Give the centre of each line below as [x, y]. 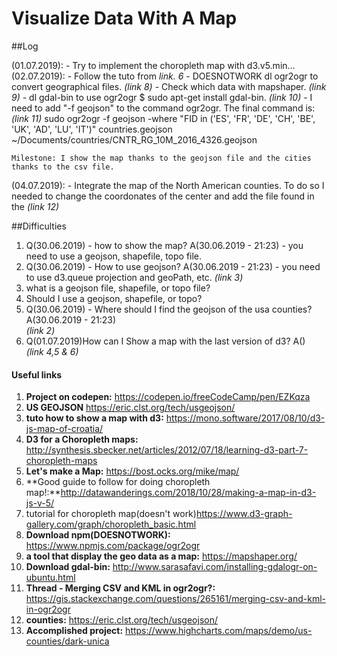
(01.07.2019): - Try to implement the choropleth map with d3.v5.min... [153, 65]
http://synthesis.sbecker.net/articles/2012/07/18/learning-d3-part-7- [167, 450]
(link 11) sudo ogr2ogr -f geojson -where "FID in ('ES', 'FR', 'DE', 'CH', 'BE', [163, 118]
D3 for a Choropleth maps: [82, 439]
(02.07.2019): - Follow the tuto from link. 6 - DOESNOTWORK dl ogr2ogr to [165, 76]
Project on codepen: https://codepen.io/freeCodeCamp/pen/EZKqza [168, 397]
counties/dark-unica [67, 641]
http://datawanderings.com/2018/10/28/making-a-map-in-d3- [188, 493]
